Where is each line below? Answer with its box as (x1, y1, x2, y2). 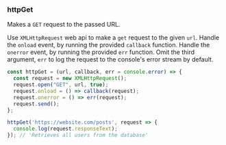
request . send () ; (13, 101, 60, 107)
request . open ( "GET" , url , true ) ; (13, 81, 109, 88)
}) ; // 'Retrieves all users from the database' (7, 132, 149, 139)
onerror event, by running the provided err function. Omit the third (7, 48, 195, 56)
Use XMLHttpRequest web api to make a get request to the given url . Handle (7, 34, 220, 42)
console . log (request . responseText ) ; (13, 125, 118, 133)
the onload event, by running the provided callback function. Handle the (7, 41, 210, 49)
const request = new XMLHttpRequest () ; (13, 75, 127, 82)
